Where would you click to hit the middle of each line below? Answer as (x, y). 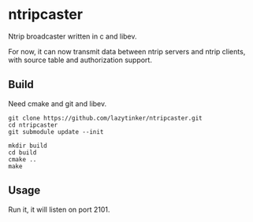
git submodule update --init (56, 131)
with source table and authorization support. (80, 60)
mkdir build (28, 146)
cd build (22, 152)
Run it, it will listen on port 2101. (59, 209)
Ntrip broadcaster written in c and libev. (73, 36)
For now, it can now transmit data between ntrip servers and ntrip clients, (127, 51)
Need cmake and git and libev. (58, 103)
